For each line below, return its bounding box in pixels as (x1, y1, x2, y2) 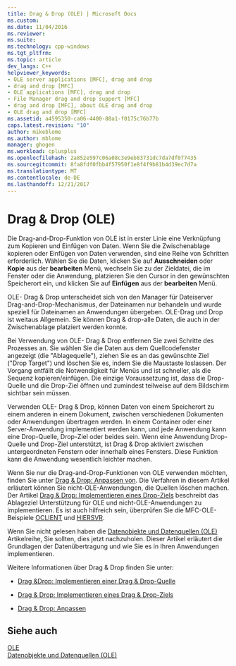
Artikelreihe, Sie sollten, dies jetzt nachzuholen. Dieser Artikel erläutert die (7, 535, 223, 543)
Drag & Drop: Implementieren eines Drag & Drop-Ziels (17, 591, 174, 599)
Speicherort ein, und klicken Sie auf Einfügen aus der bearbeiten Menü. (7, 279, 218, 288)
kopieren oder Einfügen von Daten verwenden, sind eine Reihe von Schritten (7, 249, 229, 258)
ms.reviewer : (7, 30, 46, 37)
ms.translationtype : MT (7, 167, 77, 175)
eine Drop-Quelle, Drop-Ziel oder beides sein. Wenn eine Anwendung (7, 433, 209, 441)
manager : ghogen (7, 142, 55, 149)
